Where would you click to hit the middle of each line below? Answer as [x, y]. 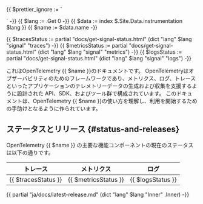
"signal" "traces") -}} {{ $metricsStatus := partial [67, 46]
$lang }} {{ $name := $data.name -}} [52, 27]
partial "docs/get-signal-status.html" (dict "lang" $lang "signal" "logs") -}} [99, 58]
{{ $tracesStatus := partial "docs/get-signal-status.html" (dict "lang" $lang [99, 39]
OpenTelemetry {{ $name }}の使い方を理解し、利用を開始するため [115, 101]
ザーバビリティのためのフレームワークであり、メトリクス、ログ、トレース [103, 78]
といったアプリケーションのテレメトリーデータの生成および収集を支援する [99, 86]
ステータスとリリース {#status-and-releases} [93, 129]
